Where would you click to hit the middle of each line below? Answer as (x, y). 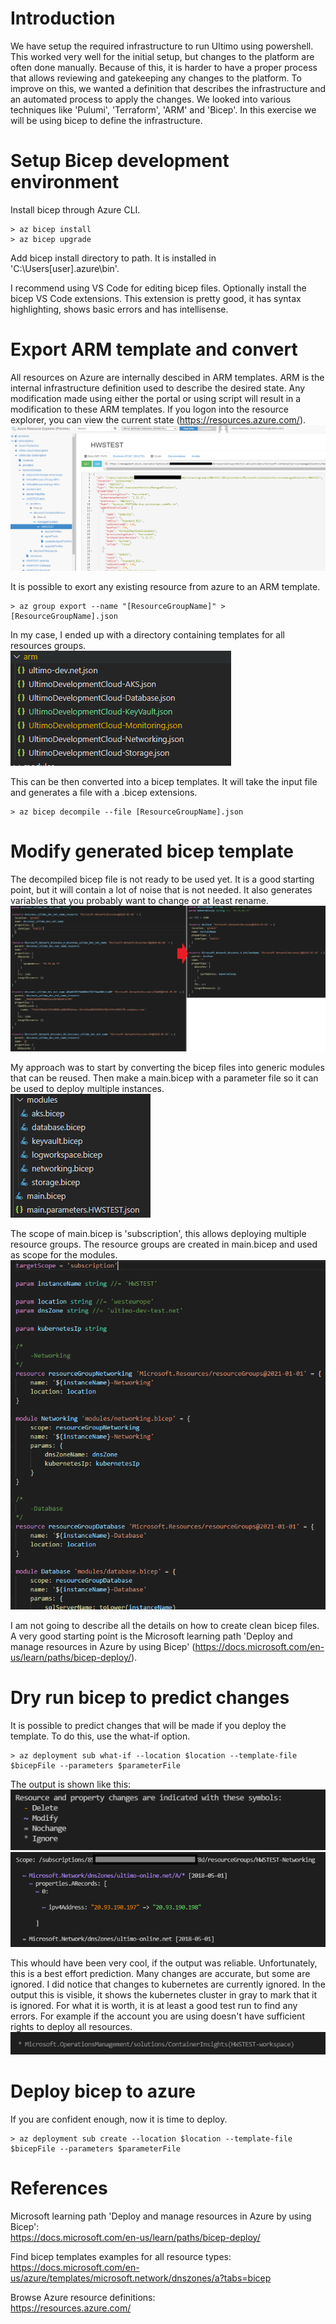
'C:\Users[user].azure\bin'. (65, 268)
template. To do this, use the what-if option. (100, 1736)
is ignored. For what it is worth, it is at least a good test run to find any (154, 2005)
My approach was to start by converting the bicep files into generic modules (167, 1068)
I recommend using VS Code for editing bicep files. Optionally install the (158, 288)
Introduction (63, 18)
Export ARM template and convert (154, 349)
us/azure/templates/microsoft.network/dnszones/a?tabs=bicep (141, 2278)
